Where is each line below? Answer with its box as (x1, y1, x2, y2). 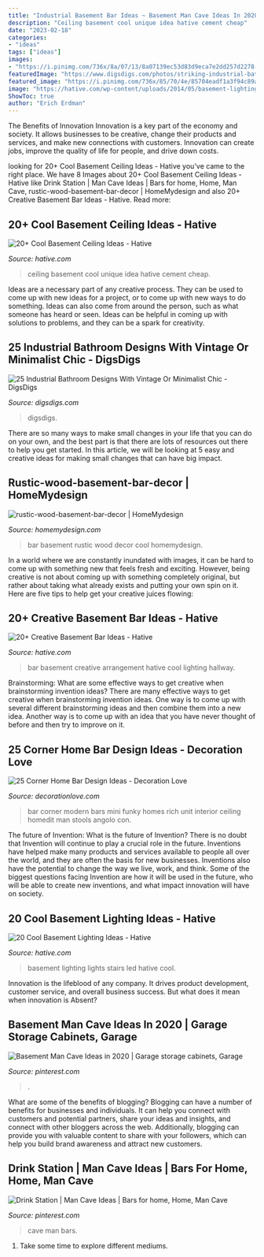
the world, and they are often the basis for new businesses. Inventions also (8, 856, 251, 865)
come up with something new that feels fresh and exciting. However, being (8, 563, 250, 573)
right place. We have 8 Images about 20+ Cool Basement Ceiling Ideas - (8, 170, 242, 180)
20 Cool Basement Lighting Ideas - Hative (8, 912, 216, 925)
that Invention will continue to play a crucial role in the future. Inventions (8, 839, 241, 848)
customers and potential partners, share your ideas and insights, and (8, 1114, 231, 1123)
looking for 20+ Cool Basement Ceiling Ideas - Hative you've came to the (8, 162, 245, 171)
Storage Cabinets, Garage (8, 1030, 137, 1044)
